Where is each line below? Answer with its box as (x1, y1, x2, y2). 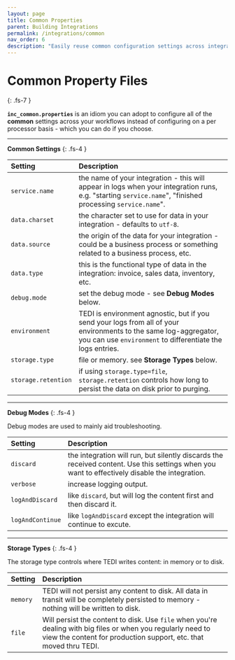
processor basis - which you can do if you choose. (7, 124, 154, 133)
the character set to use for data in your (78, 211, 208, 220)
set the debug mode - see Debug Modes (78, 288, 215, 298)
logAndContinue (10, 516, 62, 524)
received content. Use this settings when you (67, 459, 216, 469)
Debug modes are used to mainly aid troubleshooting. (7, 421, 162, 430)
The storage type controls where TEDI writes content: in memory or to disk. (7, 557, 225, 566)
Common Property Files (7, 73, 148, 89)
